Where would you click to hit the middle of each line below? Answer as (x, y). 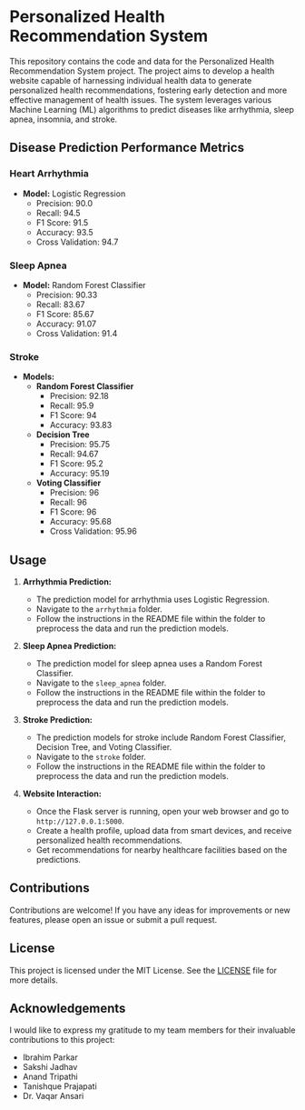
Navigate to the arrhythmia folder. (99, 609)
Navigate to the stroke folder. (91, 757)
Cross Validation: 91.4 (77, 333)
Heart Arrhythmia (49, 174)
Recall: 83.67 (60, 304)
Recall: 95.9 (72, 405)
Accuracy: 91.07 (66, 324)
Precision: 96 (74, 493)
